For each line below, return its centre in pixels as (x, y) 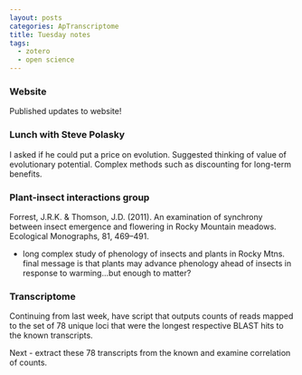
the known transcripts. (51, 335)
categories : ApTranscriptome (64, 26)
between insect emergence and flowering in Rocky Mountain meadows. (143, 226)
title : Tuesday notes (50, 34)
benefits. (26, 174)
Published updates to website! (66, 111)
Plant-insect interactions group (80, 197)
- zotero (34, 52)
